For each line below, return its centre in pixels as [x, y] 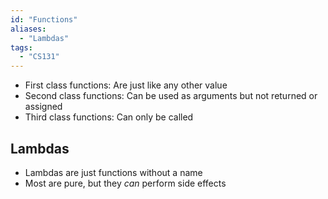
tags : [21, 47]
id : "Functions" [44, 19]
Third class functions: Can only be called [109, 117]
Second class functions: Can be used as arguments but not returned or [171, 96]
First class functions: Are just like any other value [126, 85]
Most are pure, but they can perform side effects [125, 183]
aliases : [28, 29]
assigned [43, 107]
